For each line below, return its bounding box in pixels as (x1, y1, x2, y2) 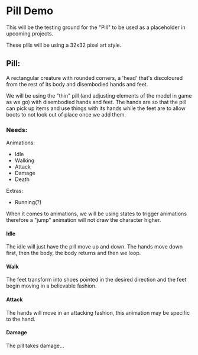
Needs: (6, 125, 28, 134)
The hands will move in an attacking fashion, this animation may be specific (6, 309, 190, 316)
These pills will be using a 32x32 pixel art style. (6, 41, 122, 49)
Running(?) (14, 199, 42, 206)
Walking (14, 157, 35, 164)
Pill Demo (6, 4, 54, 18)
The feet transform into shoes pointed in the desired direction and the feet (6, 276, 187, 283)
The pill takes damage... (6, 342, 64, 349)
